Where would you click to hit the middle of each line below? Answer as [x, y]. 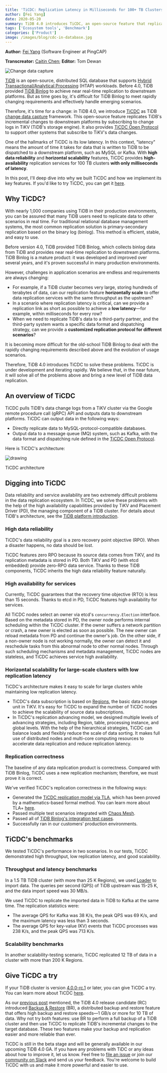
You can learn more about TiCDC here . [45, 993]
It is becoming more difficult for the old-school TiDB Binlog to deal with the [82, 344]
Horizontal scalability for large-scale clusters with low [72, 670]
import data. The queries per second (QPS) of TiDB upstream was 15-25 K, [82, 885]
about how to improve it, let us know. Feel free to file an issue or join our [79, 1054]
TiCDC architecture [25, 467]
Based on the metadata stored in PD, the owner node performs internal [78, 619]
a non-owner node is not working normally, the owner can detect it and [78, 641]
